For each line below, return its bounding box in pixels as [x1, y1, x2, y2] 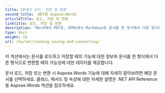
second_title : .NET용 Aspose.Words [5, 12, 77, 17]
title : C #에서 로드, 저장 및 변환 [5, 7, 66, 12]
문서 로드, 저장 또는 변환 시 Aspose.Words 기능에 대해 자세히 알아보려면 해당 [5, 70, 152, 76]
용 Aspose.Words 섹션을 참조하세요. [5, 82, 75, 88]
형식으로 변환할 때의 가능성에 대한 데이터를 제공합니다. [10, 60, 114, 65]
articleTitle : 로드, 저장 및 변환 [5, 16, 69, 21]
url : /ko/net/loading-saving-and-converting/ [5, 39, 100, 44]
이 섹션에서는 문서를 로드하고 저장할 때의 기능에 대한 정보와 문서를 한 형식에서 [5, 53, 153, 59]
